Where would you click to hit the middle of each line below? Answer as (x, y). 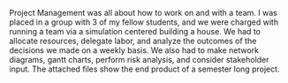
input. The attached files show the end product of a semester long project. (144, 69)
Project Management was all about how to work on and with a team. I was (144, 13)
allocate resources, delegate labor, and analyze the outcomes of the (133, 41)
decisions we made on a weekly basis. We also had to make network (134, 50)
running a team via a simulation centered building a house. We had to (135, 31)
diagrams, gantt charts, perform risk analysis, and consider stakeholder (139, 60)
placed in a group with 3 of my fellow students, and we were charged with (144, 22)
